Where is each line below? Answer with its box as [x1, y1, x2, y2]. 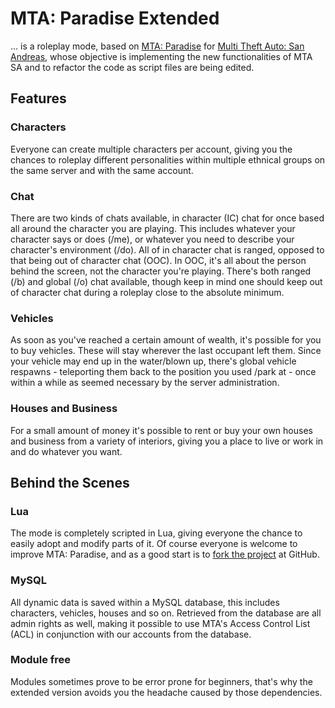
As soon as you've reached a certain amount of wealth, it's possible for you [10, 334, 322, 346]
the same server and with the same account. [10, 164, 194, 176]
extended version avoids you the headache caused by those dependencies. [10, 686, 323, 698]
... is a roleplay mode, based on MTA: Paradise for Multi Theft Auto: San [10, 40, 305, 52]
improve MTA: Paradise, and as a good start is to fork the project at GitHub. [10, 548, 320, 561]
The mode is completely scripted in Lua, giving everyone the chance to [10, 527, 303, 539]
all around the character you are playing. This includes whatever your [10, 222, 296, 234]
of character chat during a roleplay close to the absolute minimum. [10, 286, 285, 298]
